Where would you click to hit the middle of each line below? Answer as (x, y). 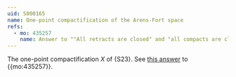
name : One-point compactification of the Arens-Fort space (96, 20)
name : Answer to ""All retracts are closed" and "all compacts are (120, 40)
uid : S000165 (26, 14)
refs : (15, 26)
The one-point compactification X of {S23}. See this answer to (98, 59)
